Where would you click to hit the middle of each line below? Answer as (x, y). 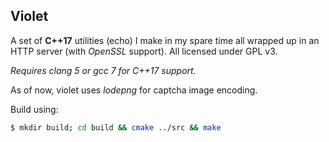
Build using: (34, 109)
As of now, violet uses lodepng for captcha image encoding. (134, 90)
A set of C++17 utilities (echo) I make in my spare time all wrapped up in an (165, 40)
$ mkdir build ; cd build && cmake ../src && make (116, 127)
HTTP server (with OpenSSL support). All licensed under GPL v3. (144, 51)
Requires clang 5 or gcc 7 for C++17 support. (103, 70)
